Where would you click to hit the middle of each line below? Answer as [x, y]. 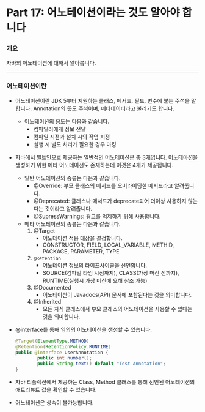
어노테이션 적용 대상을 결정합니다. [83, 238]
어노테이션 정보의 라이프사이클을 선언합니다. [95, 265]
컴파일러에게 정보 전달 [60, 129]
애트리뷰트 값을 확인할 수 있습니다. [56, 390]
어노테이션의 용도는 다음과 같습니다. [67, 121]
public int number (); [65, 358]
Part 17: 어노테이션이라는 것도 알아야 [93, 13]
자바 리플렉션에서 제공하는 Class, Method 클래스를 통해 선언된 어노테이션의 [105, 382]
